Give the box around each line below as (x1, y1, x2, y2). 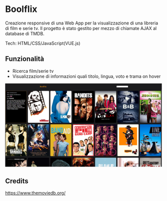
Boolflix (5, 3, 38, 15)
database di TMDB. (5, 30, 45, 36)
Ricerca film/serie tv (12, 68, 54, 74)
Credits (5, 177, 29, 185)
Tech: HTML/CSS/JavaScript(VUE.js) (5, 40, 81, 46)
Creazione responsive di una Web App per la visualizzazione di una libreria (5, 20, 158, 26)
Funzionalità (5, 55, 44, 63)
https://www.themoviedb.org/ (5, 190, 66, 196)
